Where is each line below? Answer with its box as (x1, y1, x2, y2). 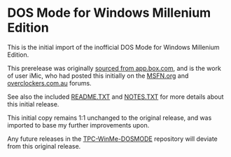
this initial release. (7, 100, 59, 108)
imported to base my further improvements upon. (7, 121, 150, 129)
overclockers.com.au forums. (7, 78, 92, 87)
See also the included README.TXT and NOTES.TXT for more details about (7, 93, 224, 101)
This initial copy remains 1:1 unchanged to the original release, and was (7, 114, 212, 122)
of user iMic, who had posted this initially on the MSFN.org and (7, 71, 189, 80)
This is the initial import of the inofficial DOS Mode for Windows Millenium (7, 43, 220, 51)
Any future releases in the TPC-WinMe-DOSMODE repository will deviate (7, 135, 218, 143)
